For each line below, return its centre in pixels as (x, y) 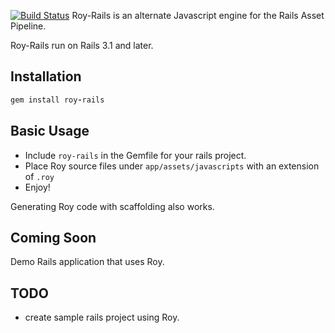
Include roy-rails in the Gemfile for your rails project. (135, 155)
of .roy (39, 176)
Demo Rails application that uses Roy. (87, 262)
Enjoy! (37, 187)
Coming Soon (53, 237)
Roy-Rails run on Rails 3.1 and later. (82, 45)
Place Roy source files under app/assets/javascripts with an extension (172, 166)
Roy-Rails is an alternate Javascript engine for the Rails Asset (198, 15)
